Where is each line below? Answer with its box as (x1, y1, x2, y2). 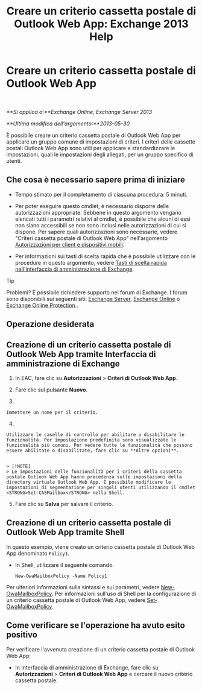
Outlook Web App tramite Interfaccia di (6, 349, 156, 359)
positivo (6, 630, 38, 640)
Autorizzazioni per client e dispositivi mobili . (14, 241, 125, 248)
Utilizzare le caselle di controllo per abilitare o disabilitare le (6, 431, 185, 438)
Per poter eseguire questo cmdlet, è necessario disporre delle (14, 202, 169, 209)
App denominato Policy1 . (6, 549, 69, 557)
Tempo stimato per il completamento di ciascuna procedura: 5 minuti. (14, 191, 188, 198)
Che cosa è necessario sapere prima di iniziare (6, 175, 186, 185)
